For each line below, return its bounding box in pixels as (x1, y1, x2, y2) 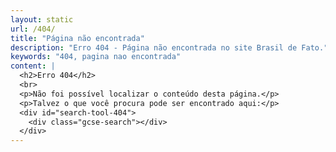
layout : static (10, 14, 74, 25)
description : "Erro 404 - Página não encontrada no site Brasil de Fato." (10, 42, 329, 53)
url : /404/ (10, 24, 56, 34)
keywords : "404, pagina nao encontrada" (10, 52, 182, 62)
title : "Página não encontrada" (10, 33, 145, 43)
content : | (10, 61, 56, 71)
